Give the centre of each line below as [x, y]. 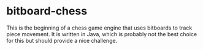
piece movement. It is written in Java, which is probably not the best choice [102, 34]
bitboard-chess [47, 11]
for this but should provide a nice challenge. [62, 40]
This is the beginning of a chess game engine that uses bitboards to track [99, 28]
